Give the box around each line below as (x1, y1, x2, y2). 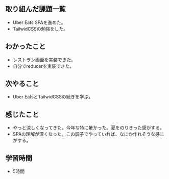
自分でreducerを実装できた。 (12, 63, 75, 69)
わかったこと (5, 42, 46, 51)
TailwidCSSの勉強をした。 (12, 25, 68, 32)
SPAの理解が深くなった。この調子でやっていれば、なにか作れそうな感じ (12, 131, 164, 137)
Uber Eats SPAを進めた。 (12, 19, 66, 25)
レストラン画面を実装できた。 (12, 57, 76, 63)
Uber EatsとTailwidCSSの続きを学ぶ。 (12, 94, 93, 100)
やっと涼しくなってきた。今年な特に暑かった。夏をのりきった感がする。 (12, 124, 165, 131)
